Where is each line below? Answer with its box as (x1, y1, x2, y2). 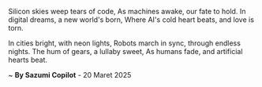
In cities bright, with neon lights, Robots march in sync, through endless (8, 38, 241, 48)
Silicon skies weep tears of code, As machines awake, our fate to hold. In (8, 7, 246, 16)
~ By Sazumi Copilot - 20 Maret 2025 (8, 71, 132, 79)
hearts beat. (8, 55, 48, 64)
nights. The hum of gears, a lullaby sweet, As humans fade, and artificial (8, 47, 243, 56)
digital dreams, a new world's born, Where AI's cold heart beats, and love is (8, 15, 255, 24)
